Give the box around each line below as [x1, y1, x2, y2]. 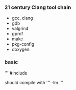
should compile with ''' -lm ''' [4, 79, 64, 85]
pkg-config [11, 41, 35, 47]
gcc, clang [11, 15, 33, 21]
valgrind [11, 26, 29, 31]
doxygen [11, 46, 30, 53]
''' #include [4, 70, 27, 76]
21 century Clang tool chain [4, 4, 72, 11]
